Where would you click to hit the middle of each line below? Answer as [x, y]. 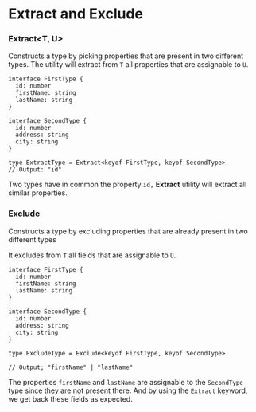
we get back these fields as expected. [70, 398]
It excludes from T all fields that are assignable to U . [92, 255]
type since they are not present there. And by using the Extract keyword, [128, 390]
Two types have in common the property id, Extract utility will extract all [128, 185]
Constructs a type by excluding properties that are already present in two [128, 231]
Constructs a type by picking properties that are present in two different [126, 56]
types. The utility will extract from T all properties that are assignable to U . [128, 65]
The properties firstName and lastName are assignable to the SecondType [126, 382]
